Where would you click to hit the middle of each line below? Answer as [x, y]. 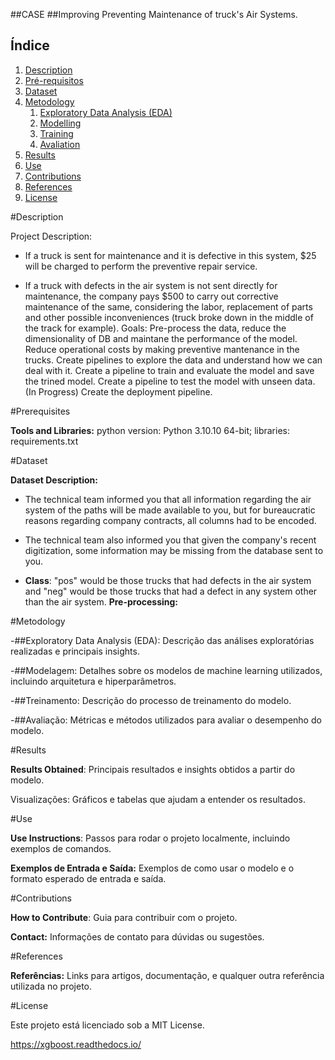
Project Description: [51, 236]
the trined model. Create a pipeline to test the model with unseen [158, 381]
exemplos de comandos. [61, 848]
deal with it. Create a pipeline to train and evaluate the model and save [169, 370]
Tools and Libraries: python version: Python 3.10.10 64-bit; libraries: [150, 430]
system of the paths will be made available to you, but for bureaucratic [170, 510]
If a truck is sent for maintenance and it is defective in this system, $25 [170, 255]
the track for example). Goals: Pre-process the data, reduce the [155, 328]
